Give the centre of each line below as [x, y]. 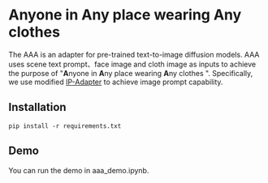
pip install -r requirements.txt [65, 126]
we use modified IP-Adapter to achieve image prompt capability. [116, 82]
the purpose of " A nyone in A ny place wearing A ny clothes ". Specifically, [131, 73]
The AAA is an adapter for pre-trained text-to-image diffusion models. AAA [134, 54]
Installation [37, 107]
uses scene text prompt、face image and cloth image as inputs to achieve [132, 64]
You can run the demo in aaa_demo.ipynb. [79, 170]
